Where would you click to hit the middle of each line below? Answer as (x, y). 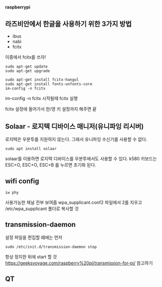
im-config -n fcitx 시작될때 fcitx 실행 (42, 98)
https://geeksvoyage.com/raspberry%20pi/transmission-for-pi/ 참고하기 (79, 263)
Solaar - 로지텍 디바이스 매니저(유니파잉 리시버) (75, 126)
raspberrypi (18, 7)
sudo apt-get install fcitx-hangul (42, 80)
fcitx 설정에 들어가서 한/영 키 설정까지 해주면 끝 (51, 109)
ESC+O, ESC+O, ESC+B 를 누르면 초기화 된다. (51, 165)
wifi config (22, 181)
